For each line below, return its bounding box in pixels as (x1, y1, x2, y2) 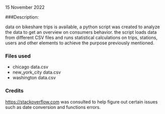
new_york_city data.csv (12, 69, 61, 75)
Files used (5, 52, 31, 60)
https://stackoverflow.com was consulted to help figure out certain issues (5, 98, 158, 105)
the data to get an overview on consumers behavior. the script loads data (5, 29, 157, 35)
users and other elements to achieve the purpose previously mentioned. (5, 40, 154, 46)
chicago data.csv (12, 64, 49, 70)
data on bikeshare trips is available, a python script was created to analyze (5, 24, 160, 30)
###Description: (5, 14, 39, 20)
